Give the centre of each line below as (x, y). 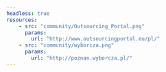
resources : (22, 20)
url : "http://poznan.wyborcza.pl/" (82, 58)
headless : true (28, 13)
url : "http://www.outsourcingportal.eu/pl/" (96, 39)
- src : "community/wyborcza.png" (67, 45)
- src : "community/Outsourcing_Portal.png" (82, 26)
